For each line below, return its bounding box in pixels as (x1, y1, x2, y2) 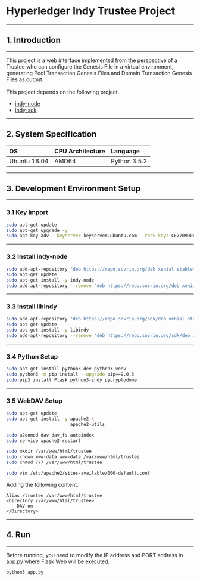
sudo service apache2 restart (6, 437, 82, 444)
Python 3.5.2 (111, 157, 148, 165)
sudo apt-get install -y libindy (6, 327, 89, 333)
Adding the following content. (6, 481, 79, 488)
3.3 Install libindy (6, 302, 58, 311)
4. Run (6, 530, 31, 540)
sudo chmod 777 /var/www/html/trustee (6, 459, 102, 466)
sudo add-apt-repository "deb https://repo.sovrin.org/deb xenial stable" (6, 266, 196, 272)
